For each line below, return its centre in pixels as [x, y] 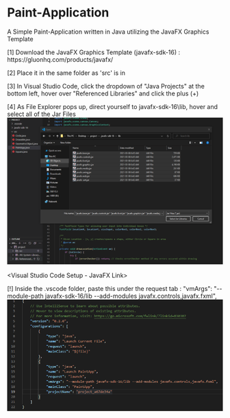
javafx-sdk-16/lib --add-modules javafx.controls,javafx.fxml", [131, 296]
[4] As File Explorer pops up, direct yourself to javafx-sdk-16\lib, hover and [112, 106]
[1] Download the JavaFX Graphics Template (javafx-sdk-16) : [94, 52]
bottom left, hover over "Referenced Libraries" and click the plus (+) [103, 93]
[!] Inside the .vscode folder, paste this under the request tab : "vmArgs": [110, 289]
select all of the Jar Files [42, 114]
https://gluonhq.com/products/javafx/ [60, 59]
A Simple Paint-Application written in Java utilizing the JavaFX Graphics [108, 32]
